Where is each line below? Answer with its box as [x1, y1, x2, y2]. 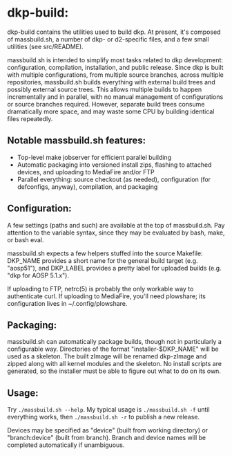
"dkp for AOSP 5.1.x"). [7, 271, 69, 280]
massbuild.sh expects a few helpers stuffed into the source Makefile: [7, 249, 203, 257]
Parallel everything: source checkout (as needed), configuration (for [17, 175, 211, 183]
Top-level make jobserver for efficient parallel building [17, 153, 171, 161]
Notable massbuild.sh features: [7, 135, 146, 147]
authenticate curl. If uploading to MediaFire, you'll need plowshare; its [7, 292, 206, 300]
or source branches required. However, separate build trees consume [7, 100, 205, 108]
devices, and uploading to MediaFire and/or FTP [17, 167, 155, 176]
